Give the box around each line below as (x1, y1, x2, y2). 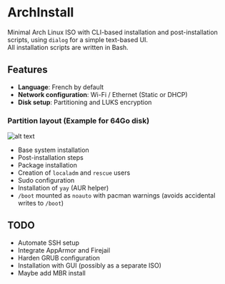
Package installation (17, 161, 77, 170)
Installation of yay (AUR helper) (17, 183, 109, 193)
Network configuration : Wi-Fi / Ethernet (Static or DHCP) (17, 90, 188, 98)
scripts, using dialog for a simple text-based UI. (7, 35, 149, 44)
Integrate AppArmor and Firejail (17, 245, 111, 254)
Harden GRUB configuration (17, 253, 100, 262)
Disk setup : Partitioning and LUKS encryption (17, 98, 152, 106)
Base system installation (17, 146, 89, 154)
